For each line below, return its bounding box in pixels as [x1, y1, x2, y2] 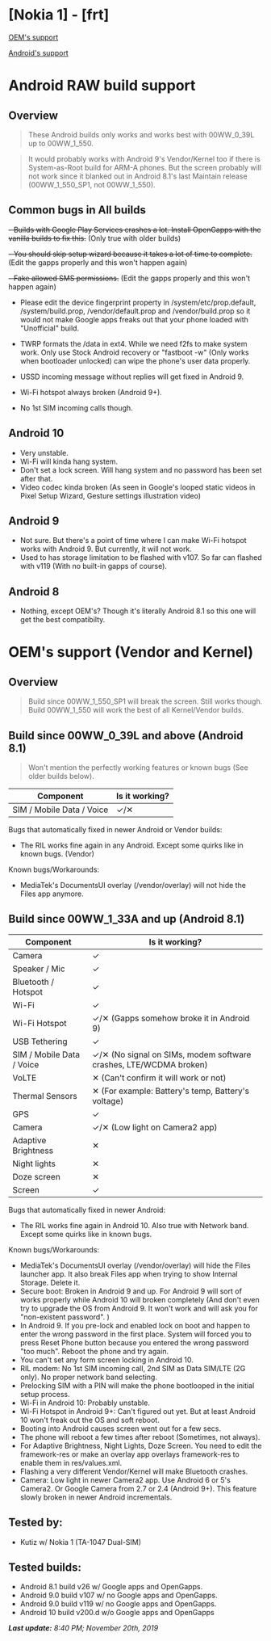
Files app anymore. [19, 889, 84, 898]
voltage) [92, 1095, 124, 1106]
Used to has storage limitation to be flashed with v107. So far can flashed [19, 553, 262, 562]
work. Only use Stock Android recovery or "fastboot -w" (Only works [19, 347, 249, 357]
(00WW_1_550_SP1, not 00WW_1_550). [27, 179, 156, 189]
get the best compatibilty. [19, 615, 106, 625]
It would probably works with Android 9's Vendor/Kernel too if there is [27, 154, 261, 163]
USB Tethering [12, 1036, 68, 1047]
